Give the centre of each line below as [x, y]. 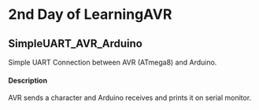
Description [28, 80]
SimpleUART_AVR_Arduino [76, 44]
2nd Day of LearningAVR [90, 15]
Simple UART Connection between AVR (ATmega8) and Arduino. [113, 62]
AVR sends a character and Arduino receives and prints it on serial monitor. [130, 98]
